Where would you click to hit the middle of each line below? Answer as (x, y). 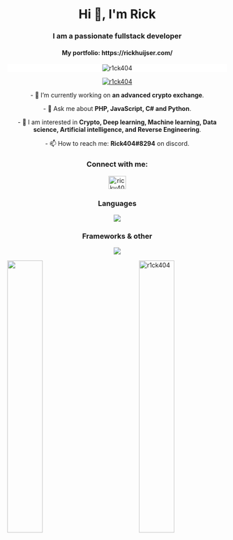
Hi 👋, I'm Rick (117, 14)
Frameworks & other (117, 236)
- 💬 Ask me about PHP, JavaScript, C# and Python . (117, 109)
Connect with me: (117, 165)
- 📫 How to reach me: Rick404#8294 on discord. (117, 144)
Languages (117, 203)
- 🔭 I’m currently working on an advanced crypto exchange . (117, 95)
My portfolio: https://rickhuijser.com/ (117, 52)
